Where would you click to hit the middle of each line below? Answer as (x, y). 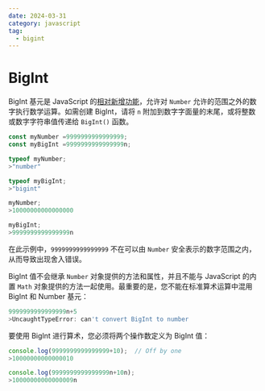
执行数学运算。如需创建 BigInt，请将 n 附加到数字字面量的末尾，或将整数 (135, 112)
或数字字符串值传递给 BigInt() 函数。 (71, 122)
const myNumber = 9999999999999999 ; (68, 137)
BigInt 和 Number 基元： (48, 296)
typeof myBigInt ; (37, 181)
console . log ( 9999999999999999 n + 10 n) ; (72, 373)
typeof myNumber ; (37, 159)
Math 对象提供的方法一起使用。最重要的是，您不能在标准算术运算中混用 (135, 286)
